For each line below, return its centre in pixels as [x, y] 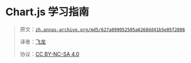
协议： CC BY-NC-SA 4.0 [50, 54]
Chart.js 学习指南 [47, 12]
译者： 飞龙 [33, 41]
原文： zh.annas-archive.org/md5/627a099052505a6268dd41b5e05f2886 [102, 29]
